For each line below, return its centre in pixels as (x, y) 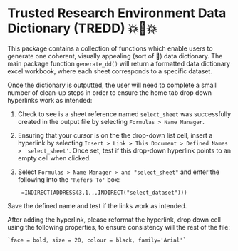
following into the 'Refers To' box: (68, 179)
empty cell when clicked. (54, 158)
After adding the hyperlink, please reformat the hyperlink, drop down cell (114, 220)
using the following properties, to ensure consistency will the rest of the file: (119, 227)
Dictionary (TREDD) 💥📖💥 (82, 28)
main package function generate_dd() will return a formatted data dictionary (119, 63)
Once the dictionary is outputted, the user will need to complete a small (112, 85)
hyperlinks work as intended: (50, 100)
